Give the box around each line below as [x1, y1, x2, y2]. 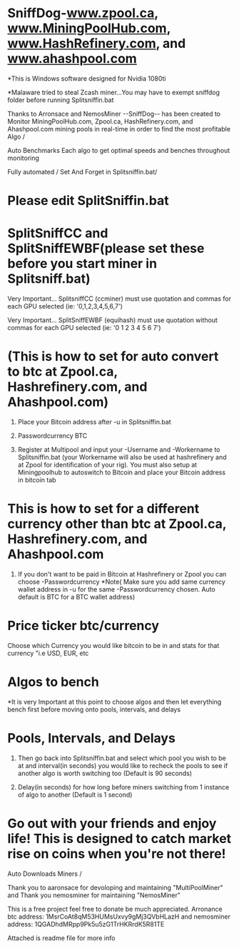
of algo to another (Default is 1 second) [17, 790, 133, 799]
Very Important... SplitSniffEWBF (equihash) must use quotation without [7, 316, 218, 324]
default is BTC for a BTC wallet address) [17, 592, 136, 601]
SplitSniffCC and [7, 225, 108, 241]
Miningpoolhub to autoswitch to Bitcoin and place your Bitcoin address [17, 468, 226, 477]
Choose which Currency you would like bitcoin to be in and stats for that [7, 641, 220, 649]
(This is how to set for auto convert [7, 349, 219, 365]
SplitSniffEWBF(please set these [7, 241, 205, 256]
